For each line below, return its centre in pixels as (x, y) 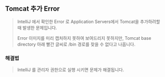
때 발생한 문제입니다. (37, 27)
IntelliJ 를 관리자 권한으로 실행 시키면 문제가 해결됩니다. (71, 70)
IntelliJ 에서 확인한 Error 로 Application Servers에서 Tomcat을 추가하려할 (89, 22)
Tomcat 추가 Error (33, 9)
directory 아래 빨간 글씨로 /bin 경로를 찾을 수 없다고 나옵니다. (76, 44)
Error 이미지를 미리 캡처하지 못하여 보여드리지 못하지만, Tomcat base (84, 38)
